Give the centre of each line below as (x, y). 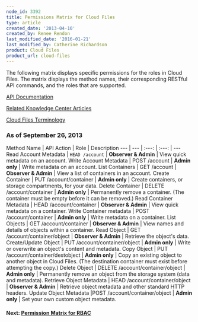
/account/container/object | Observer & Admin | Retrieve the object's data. (98, 236)
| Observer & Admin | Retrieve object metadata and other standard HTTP (95, 286)
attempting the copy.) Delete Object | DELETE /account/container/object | (96, 267)
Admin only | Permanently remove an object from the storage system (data (98, 274)
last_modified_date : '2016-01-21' (49, 39)
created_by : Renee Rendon (38, 34)
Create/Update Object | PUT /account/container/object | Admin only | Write (98, 242)
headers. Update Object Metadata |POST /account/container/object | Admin (99, 293)
